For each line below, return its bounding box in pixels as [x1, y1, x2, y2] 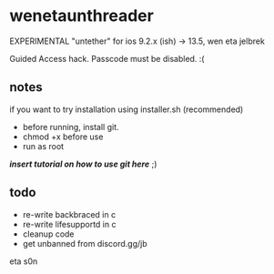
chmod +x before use [22, 131, 104, 142]
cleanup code [22, 228, 75, 239]
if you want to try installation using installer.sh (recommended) [9, 104, 244, 115]
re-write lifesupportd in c [22, 218, 117, 229]
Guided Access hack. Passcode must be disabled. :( [9, 53, 205, 64]
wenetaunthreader [9, 5, 155, 26]
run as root [22, 140, 65, 151]
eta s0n [9, 256, 38, 267]
